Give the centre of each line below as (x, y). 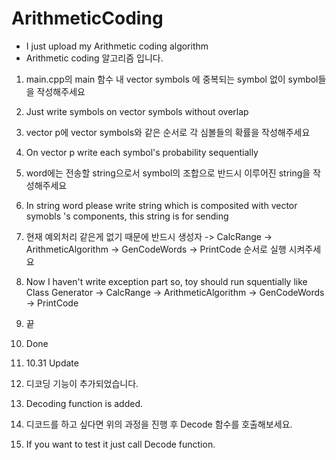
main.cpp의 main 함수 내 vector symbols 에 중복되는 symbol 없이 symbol (172, 79)
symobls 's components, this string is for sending (127, 216)
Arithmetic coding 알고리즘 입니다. (94, 58)
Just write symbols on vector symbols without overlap (137, 111)
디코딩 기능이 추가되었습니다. (82, 383)
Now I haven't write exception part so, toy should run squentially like (166, 281)
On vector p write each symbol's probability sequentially (142, 152)
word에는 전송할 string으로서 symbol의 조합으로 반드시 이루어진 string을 (168, 173)
